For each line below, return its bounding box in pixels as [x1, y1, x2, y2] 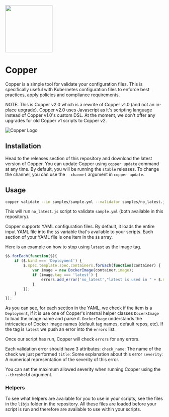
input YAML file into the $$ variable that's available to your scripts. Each [5, 229, 153, 235]
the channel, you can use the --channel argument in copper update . [5, 171, 145, 177]
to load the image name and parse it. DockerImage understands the [5, 316, 142, 322]
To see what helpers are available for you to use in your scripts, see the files [5, 395, 163, 402]
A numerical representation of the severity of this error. [5, 357, 120, 363]
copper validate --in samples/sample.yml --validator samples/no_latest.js [5, 199, 167, 204]
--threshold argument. [5, 372, 53, 378]
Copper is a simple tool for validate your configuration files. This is [5, 81, 143, 87]
